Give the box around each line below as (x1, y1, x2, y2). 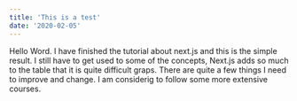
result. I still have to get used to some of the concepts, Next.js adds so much (9, 55, 289, 66)
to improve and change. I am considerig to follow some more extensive (9, 74, 269, 84)
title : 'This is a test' (9, 12, 101, 22)
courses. (9, 83, 42, 94)
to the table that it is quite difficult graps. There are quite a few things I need (9, 64, 286, 75)
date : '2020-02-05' (9, 21, 82, 30)
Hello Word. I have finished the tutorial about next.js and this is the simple (9, 45, 277, 56)
